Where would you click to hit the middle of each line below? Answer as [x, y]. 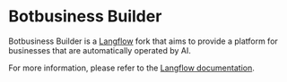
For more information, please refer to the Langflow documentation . [131, 68]
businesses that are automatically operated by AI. [100, 50]
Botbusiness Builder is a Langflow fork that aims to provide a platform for [143, 41]
